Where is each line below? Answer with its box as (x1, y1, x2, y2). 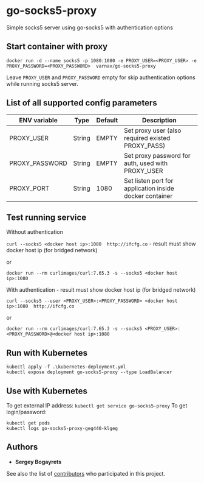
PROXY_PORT (9, 184, 50, 192)
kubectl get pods (6, 420, 50, 426)
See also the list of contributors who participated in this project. (6, 470, 166, 477)
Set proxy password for (123, 151, 191, 160)
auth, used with (123, 159, 168, 167)
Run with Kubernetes (6, 348, 88, 358)
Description (141, 116, 177, 124)
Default (96, 116, 118, 124)
